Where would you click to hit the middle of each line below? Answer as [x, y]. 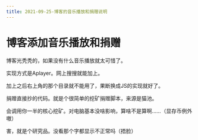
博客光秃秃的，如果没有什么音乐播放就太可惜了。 [66, 61]
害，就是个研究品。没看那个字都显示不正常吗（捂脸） [71, 131]
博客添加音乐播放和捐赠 [64, 43]
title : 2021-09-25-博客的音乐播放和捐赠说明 [57, 12]
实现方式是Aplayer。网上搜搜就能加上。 [55, 73]
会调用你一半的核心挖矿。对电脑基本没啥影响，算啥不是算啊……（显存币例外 [99, 111]
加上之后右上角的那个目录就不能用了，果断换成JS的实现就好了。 [85, 85]
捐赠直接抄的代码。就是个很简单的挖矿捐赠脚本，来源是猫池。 [82, 98]
